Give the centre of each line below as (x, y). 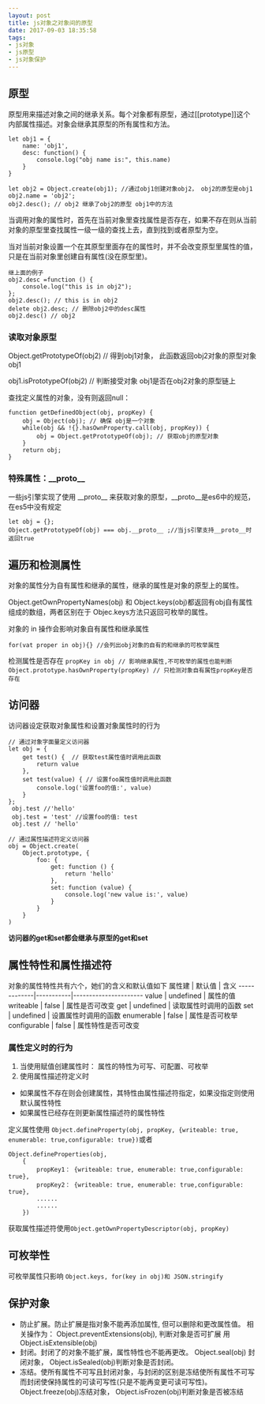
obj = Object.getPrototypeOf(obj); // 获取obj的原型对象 (128, 436)
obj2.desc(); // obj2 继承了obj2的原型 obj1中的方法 (91, 204)
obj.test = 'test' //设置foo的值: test (75, 817)
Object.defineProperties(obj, (58, 1154)
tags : (17, 38)
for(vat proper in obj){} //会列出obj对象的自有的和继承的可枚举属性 (114, 646)
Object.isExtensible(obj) (58, 1342)
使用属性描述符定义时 (54, 1076)
